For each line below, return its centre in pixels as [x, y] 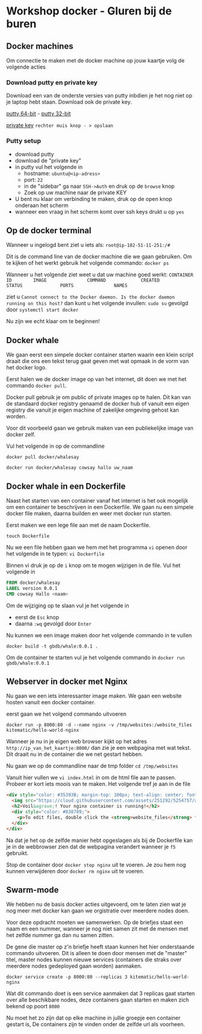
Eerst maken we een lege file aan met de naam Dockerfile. [78, 525]
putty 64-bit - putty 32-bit [38, 114]
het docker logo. [26, 368]
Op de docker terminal [49, 230]
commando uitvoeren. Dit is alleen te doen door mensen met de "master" [97, 953]
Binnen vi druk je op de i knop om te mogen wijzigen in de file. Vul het [93, 565]
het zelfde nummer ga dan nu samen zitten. [60, 935]
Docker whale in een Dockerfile [66, 486]
